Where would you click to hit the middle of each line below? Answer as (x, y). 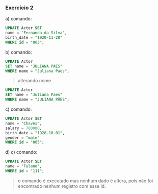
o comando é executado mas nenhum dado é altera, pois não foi (85, 181)
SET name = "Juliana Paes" (34, 95)
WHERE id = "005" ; (25, 142)
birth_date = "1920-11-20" (34, 38)
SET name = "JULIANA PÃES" (34, 66)
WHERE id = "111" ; (25, 171)
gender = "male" (22, 138)
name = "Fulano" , (24, 166)
